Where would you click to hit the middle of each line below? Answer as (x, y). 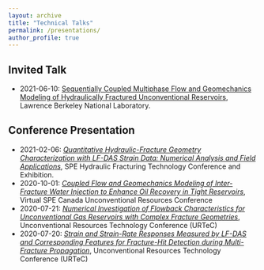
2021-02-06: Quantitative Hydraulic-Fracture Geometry (110, 149)
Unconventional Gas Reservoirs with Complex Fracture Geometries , (130, 217)
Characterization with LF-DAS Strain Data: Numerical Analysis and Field (138, 158)
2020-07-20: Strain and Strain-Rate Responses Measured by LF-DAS (133, 234)
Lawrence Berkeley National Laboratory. (85, 106)
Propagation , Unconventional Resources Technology (135, 250)
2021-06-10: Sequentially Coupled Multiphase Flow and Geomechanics (135, 89)
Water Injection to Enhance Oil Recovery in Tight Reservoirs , (148, 192)
